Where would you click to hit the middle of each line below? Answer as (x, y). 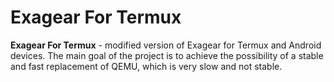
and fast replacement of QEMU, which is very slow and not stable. (146, 66)
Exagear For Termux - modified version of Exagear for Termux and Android (166, 45)
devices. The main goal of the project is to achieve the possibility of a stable (167, 55)
